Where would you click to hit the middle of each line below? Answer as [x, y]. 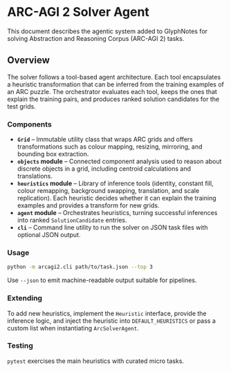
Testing [20, 346]
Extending [25, 298]
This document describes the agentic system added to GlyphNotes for [108, 31]
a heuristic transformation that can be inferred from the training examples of [116, 84]
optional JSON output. [49, 235]
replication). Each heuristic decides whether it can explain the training [117, 198]
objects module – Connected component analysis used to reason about [119, 161]
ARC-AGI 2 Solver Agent [78, 12]
